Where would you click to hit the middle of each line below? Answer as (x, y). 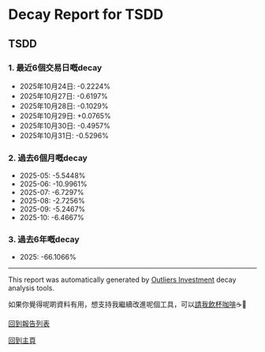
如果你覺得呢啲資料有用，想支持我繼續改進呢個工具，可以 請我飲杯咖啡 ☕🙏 (127, 305)
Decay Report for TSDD (86, 15)
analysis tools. (32, 288)
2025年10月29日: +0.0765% (65, 115)
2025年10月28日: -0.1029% (64, 106)
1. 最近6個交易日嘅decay (55, 67)
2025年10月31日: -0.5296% (64, 135)
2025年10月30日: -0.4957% (65, 125)
